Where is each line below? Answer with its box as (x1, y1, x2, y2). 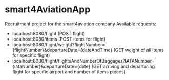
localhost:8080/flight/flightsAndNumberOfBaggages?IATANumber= (12, 57, 155, 64)
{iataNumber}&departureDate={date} (12, 63, 91, 69)
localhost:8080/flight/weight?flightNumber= (12, 41, 105, 47)
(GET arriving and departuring (91, 63, 155, 69)
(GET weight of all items (113, 47, 164, 53)
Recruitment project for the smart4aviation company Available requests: (5, 21, 157, 27)
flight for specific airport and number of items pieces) (12, 68, 126, 75)
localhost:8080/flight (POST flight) (12, 30, 86, 36)
